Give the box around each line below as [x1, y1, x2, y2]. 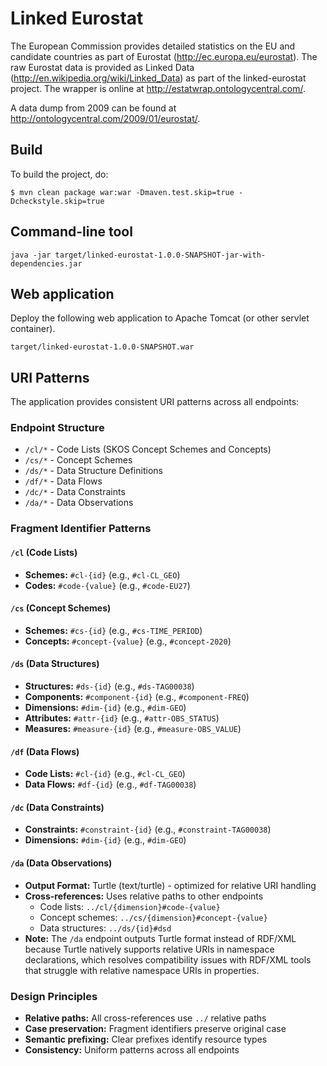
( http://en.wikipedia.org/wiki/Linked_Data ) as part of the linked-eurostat [10, 72, 307, 84]
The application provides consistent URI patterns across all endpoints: [10, 396, 300, 408]
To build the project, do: [10, 168, 109, 180]
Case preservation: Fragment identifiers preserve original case [24, 1022, 287, 1034]
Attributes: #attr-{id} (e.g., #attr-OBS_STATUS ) [24, 712, 220, 724]
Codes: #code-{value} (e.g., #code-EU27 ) [24, 579, 191, 591]
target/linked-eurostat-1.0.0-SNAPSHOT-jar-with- [54, 250, 267, 260]
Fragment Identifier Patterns [10, 522, 152, 536]
